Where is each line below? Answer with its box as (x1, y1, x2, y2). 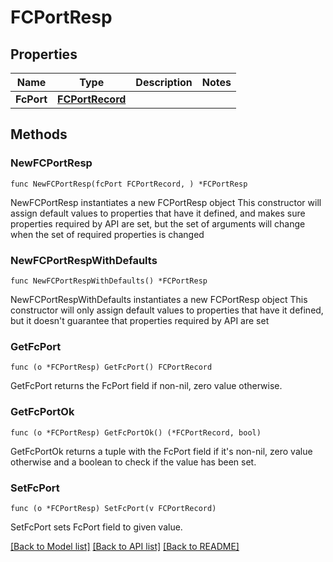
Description (135, 76, 193, 89)
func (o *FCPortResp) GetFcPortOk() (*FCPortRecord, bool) (10, 427, 262, 438)
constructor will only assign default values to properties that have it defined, (10, 304, 324, 316)
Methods (10, 126, 68, 143)
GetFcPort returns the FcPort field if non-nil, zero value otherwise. (10, 380, 283, 392)
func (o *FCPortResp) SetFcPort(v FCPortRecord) (10, 503, 217, 513)
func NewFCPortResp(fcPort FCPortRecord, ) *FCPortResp (10, 179, 248, 189)
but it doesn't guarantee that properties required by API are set (10, 314, 270, 326)
